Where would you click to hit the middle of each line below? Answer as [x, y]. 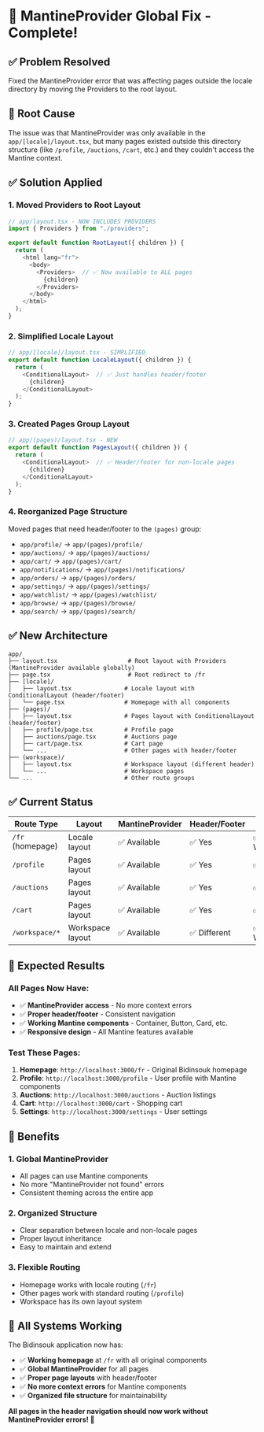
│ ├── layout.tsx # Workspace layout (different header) [132, 764]
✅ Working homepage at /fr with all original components [113, 1360]
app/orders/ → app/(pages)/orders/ [77, 577]
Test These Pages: [44, 1053]
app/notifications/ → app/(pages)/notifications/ [103, 569]
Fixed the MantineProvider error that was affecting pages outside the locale [130, 81]
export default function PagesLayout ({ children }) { [98, 448]
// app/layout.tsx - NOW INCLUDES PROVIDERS [82, 221]
